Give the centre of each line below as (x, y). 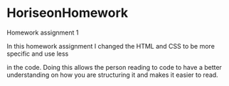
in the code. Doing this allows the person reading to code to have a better (114, 67)
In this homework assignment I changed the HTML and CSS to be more (111, 46)
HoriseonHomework (68, 13)
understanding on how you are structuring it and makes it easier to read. (112, 75)
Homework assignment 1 (43, 32)
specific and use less (38, 54)
